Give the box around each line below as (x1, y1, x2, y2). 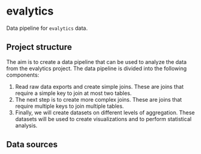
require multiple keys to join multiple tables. (15, 102, 124, 110)
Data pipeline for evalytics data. (6, 24, 88, 32)
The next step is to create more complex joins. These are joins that (15, 96, 182, 103)
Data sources (6, 139, 58, 150)
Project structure (6, 42, 72, 52)
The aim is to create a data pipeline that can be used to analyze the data (6, 58, 187, 65)
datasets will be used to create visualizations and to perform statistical (15, 115, 192, 122)
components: (6, 71, 39, 79)
